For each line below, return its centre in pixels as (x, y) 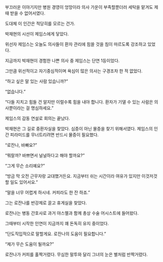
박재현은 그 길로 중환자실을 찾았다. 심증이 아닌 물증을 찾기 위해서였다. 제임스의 (79, 129)
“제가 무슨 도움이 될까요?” (30, 244)
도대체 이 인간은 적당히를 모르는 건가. (40, 24)
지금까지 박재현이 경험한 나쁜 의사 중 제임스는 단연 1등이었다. (63, 61)
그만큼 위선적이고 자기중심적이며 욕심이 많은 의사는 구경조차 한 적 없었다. (74, 71)
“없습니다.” (15, 92)
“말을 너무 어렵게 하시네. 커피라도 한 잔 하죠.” (48, 192)
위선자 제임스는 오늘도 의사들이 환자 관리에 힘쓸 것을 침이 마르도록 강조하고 (76, 44)
